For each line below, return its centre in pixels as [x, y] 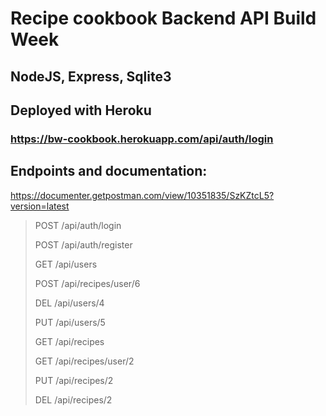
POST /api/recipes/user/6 [87, 283]
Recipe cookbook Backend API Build [163, 18]
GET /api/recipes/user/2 [84, 361]
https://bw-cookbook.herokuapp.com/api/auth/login [142, 139]
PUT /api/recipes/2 [74, 380]
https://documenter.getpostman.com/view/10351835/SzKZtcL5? [142, 195]
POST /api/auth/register [83, 244]
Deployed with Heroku [81, 110]
